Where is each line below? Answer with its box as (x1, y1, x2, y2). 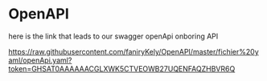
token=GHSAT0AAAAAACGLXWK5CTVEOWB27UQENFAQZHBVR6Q (8, 63, 236, 73)
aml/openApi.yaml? (8, 55, 72, 65)
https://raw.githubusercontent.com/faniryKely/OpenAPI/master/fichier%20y (8, 47, 259, 56)
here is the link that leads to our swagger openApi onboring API (8, 31, 219, 41)
